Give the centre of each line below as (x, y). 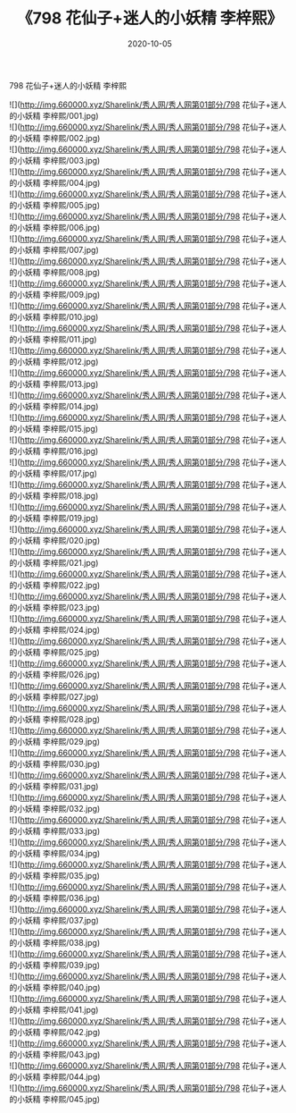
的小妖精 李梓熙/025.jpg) (54, 652)
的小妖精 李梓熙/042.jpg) (55, 1032)
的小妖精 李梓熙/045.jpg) (55, 1099)
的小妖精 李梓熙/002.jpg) (55, 138)
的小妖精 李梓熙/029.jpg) (55, 741)
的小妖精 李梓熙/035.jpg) (55, 875)
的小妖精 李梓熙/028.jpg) (55, 719)
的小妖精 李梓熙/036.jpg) (55, 898)
